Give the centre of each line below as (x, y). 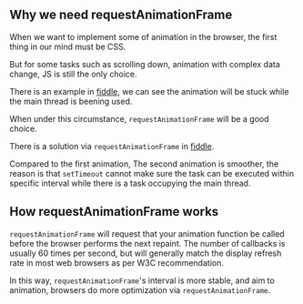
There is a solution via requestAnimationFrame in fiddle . (112, 146)
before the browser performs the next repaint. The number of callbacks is (147, 243)
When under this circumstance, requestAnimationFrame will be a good (140, 118)
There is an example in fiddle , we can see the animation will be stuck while (149, 91)
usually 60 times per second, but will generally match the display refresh (146, 253)
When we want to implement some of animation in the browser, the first (143, 36)
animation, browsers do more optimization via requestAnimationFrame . (140, 289)
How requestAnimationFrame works (114, 212)
